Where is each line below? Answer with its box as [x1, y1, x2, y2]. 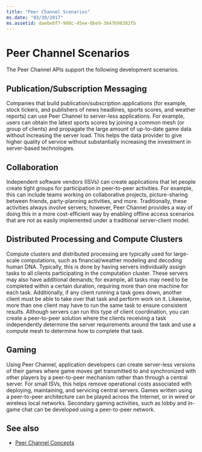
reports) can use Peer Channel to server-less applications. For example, [6, 112, 185, 120]
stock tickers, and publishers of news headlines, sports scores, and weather [6, 106, 196, 114]
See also [6, 423, 39, 433]
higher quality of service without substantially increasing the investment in [6, 138, 191, 146]
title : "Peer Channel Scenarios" [6, 8, 90, 15]
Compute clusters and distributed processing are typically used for [6, 250, 173, 257]
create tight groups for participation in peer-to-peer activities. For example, [6, 184, 193, 192]
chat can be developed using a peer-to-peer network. [21, 405, 156, 413]
